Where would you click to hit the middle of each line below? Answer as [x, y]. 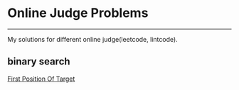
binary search [39, 62]
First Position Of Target [41, 79]
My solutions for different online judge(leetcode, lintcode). [92, 39]
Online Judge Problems [78, 13]
